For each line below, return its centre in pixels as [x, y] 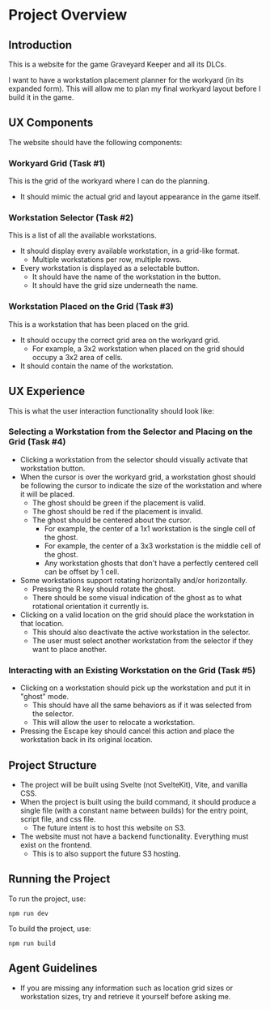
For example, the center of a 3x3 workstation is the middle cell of [152, 546]
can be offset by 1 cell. [82, 571]
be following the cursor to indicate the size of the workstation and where [141, 485]
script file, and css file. [58, 819]
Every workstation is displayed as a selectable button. [110, 268]
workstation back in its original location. [86, 740]
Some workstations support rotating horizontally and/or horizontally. [134, 580]
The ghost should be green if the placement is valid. [119, 502]
